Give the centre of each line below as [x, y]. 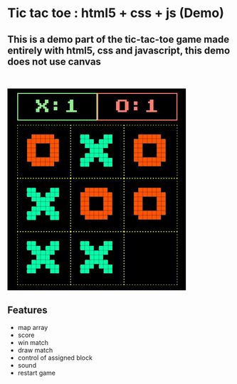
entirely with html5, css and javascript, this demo [119, 50]
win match [33, 342]
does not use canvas [54, 62]
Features [27, 310]
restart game [36, 373]
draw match [35, 350]
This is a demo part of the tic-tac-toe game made [118, 39]
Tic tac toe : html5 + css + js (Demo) [116, 13]
